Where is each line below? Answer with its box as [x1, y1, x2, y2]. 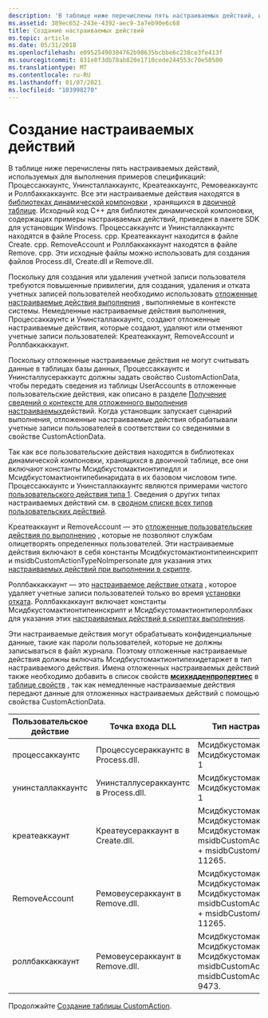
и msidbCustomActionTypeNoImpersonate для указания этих [8, 556, 213, 566]
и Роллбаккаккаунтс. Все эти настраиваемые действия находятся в [8, 189, 241, 199]
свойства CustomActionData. [8, 697, 106, 707]
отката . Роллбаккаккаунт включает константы [8, 597, 167, 606]
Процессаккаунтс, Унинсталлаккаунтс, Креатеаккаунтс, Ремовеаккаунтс [8, 180, 258, 190]
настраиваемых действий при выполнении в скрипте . [8, 564, 193, 574]
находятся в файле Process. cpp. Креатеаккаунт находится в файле [8, 231, 239, 241]
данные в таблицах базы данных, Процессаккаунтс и [8, 364, 190, 373]
